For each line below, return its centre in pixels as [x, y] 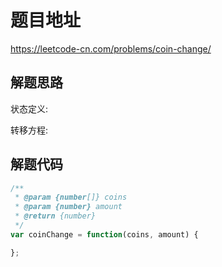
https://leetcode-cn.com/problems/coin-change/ [111, 48]
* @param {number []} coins [71, 197]
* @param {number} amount [68, 207]
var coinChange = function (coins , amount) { [104, 234]
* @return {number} [55, 216]
